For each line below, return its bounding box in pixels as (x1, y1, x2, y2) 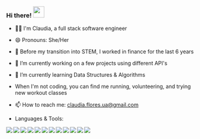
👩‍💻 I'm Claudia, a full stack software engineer (14, 25, 127, 32)
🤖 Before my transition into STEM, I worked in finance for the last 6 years (14, 48, 194, 55)
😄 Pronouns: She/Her (14, 37, 69, 44)
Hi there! (6, 11, 32, 19)
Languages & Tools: (14, 115, 64, 122)
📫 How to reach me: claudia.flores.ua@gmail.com (14, 101, 139, 108)
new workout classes (14, 89, 67, 96)
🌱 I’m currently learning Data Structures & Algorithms (14, 71, 146, 78)
